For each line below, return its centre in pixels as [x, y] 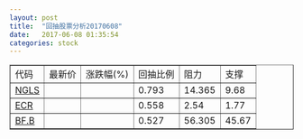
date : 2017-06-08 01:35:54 [64, 34]
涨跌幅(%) [107, 75]
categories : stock [44, 43]
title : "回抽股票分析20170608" [66, 26]
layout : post [34, 18]
